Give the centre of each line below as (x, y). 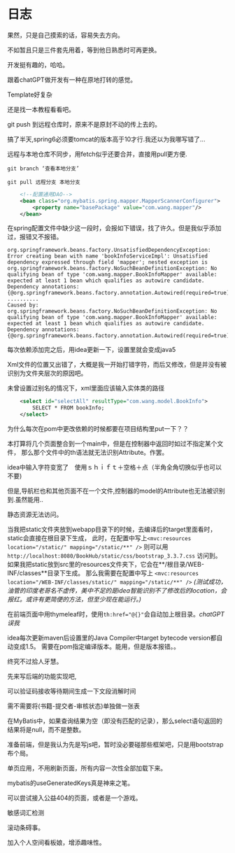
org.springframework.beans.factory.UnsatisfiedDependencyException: (109, 250)
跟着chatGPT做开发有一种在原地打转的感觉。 (72, 79)
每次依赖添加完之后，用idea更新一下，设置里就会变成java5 (92, 350)
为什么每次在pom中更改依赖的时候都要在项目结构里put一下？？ (98, 429)
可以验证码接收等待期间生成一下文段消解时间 (72, 691)
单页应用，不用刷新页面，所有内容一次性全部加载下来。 (87, 768)
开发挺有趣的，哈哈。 (38, 64)
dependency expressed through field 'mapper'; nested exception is (108, 262)
